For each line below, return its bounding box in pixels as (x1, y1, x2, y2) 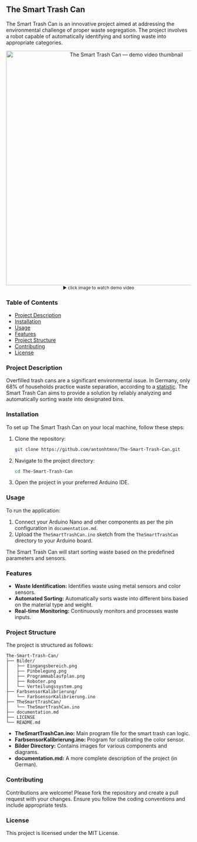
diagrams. (14, 749, 39, 756)
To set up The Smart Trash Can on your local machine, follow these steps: (6, 423, 185, 430)
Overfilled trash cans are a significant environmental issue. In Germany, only (6, 377, 191, 384)
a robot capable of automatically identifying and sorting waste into (6, 32, 167, 40)
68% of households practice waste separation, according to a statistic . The (6, 383, 188, 391)
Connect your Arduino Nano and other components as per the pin (14, 518, 174, 525)
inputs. (14, 614, 32, 621)
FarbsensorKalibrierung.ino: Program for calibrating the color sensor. (14, 736, 185, 743)
